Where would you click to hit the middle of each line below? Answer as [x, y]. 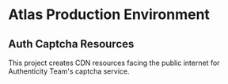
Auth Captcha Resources [71, 44]
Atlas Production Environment [109, 15]
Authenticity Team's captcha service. [69, 71]
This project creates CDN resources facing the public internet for [114, 63]
